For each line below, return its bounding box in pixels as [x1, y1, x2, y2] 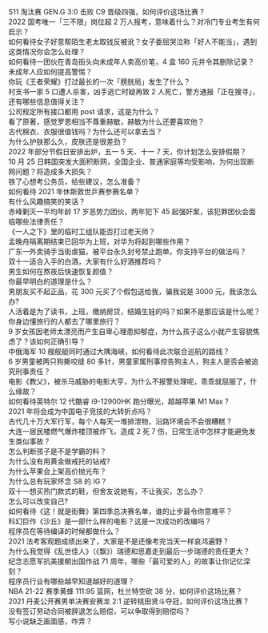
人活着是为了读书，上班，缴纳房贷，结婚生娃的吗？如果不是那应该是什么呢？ [8, 307, 261, 316]
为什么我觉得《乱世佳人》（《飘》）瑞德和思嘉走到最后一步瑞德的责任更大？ [8, 547, 250, 555]
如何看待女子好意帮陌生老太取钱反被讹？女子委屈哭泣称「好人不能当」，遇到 [8, 37, 258, 46]
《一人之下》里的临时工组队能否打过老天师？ [8, 227, 156, 236]
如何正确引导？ [35, 336, 86, 346]
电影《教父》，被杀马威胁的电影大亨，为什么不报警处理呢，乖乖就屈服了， [8, 376, 250, 386]
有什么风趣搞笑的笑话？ [8, 197, 86, 206]
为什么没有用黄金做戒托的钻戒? [8, 456, 110, 466]
